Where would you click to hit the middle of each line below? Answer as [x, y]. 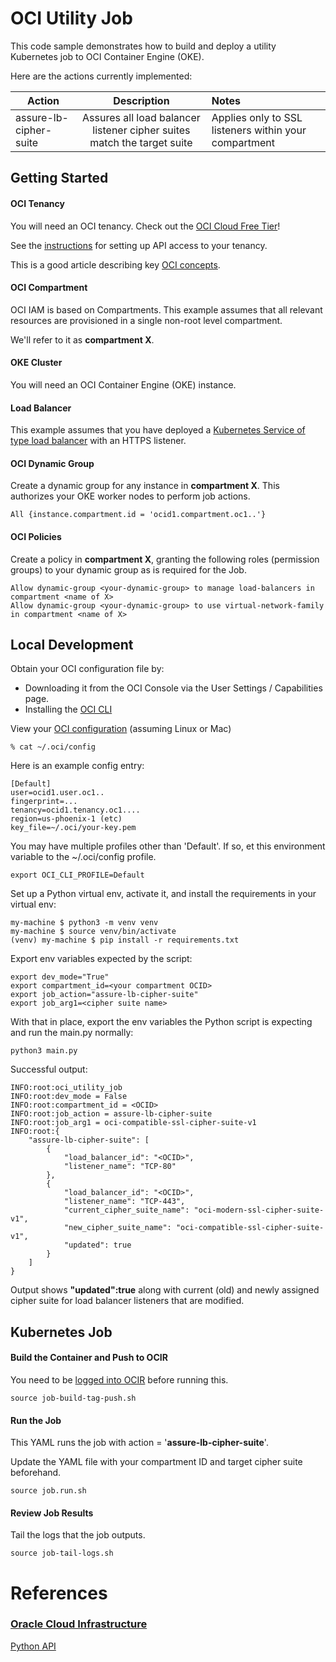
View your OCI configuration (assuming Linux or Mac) [121, 729]
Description [141, 100]
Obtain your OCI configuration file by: [87, 669]
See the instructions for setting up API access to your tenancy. [139, 245]
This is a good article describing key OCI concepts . [115, 264]
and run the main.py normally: [72, 1033]
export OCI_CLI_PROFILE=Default [77, 875]
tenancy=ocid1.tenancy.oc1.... [75, 810]
